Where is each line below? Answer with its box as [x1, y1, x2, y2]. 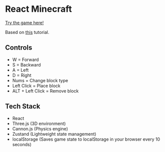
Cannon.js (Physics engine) [12, 125, 68, 131]
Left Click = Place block [12, 83, 61, 89]
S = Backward [12, 61, 41, 67]
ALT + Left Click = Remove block [12, 88, 79, 94]
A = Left [12, 67, 29, 73]
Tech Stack [5, 102, 40, 111]
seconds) [12, 141, 32, 147]
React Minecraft [5, 3, 72, 15]
